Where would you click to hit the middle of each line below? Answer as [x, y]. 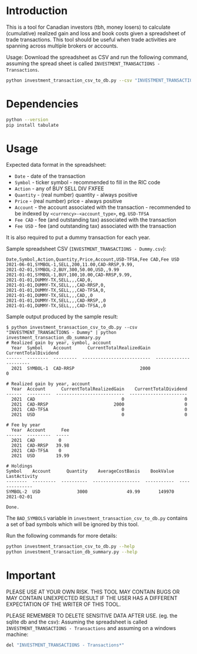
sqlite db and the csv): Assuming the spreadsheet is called [77, 622]
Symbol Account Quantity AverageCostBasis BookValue [90, 471]
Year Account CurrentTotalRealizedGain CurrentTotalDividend [99, 389]
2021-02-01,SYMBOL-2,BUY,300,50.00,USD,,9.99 [62, 270]
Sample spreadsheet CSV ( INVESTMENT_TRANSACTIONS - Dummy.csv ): [86, 249]
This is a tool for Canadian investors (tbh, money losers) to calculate [89, 27]
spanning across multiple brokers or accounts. [62, 46]
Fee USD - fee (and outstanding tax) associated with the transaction [96, 226]
